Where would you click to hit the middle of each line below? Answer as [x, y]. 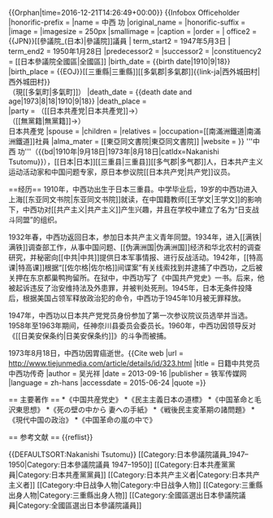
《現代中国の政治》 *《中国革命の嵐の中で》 [82, 420]
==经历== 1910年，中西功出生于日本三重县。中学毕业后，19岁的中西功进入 [133, 189]
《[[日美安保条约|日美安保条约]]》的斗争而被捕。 [90, 336]
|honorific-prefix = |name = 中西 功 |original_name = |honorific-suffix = [127, 22]
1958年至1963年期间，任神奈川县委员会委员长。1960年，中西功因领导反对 [132, 325]
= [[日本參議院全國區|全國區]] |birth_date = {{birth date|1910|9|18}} [119, 61]
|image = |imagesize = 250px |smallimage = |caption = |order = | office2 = [133, 31]
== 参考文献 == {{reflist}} [51, 437]
